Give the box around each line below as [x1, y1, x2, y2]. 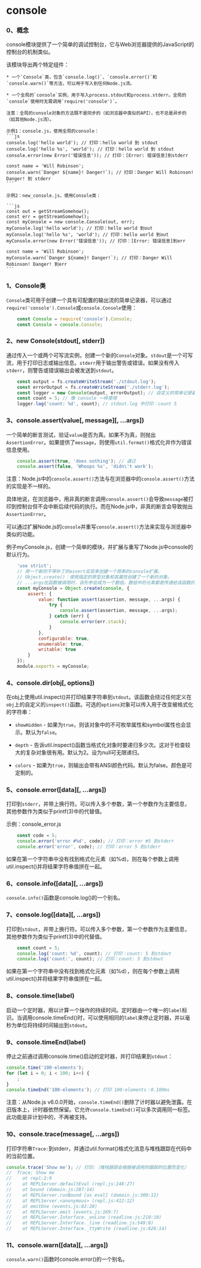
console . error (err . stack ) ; [59, 619, 127, 625]
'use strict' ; [17, 563, 52, 569]
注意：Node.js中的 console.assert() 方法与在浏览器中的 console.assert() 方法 [6, 475, 195, 482]
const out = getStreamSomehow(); [6, 208, 90, 215]
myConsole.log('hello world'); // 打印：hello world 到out [6, 226, 153, 232]
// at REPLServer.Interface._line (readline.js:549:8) [6, 1220, 154, 1226]
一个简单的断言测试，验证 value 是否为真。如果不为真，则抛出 [6, 431, 156, 438]
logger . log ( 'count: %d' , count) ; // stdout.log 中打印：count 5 [17, 401, 177, 407]
